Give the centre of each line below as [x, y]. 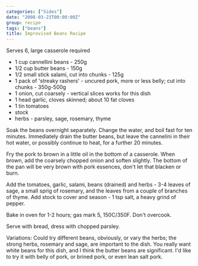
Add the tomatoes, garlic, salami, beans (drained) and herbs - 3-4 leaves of [98, 185]
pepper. [16, 203]
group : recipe [24, 23]
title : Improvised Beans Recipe [46, 34]
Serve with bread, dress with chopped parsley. [63, 226]
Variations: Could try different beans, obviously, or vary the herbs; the [91, 238]
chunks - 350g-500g [40, 87]
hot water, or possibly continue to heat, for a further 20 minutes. [84, 143]
